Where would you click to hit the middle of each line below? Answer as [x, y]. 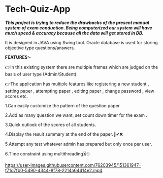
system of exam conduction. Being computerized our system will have [79, 27]
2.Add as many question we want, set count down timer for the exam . [76, 115]
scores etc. [16, 96]
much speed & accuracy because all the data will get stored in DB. [74, 33]
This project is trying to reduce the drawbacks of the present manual [77, 23]
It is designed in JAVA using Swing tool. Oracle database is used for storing [81, 42]
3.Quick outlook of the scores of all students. [50, 125]
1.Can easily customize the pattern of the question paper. [63, 105]
